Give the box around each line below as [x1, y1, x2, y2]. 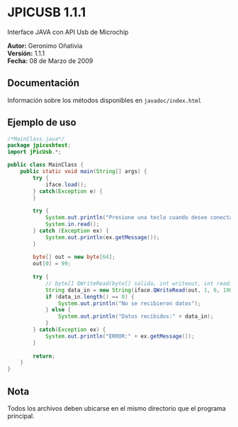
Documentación [7, 77, 80, 89]
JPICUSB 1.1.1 [7, 4, 86, 21]
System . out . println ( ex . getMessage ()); [45, 233, 160, 241]
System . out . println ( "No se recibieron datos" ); [57, 299, 201, 307]
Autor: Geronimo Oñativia [7, 41, 83, 50]
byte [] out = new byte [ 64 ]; [33, 253, 115, 261]
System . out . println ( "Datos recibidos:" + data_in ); [57, 313, 214, 320]
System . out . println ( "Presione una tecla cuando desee [45, 214, 208, 221]
